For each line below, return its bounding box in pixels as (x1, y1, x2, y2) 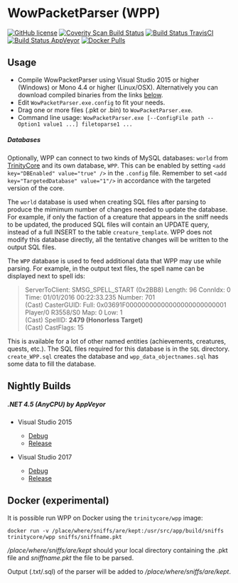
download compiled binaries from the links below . (17, 90, 163, 99)
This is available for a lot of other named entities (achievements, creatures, (7, 337, 226, 345)
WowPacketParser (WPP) (7, 5, 161, 21)
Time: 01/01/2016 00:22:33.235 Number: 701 (24, 293, 155, 301)
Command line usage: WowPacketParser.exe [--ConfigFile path (17, 113, 205, 121)
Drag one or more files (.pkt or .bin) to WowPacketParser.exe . (17, 105, 193, 114)
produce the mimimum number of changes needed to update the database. (7, 205, 228, 214)
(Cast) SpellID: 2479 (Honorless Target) (24, 315, 144, 324)
